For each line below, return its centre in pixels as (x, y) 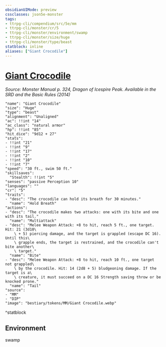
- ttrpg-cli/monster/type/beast (39, 42)
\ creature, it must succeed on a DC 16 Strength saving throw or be (88, 277)
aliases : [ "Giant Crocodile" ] (37, 51)
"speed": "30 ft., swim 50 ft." (39, 169)
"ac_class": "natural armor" (35, 125)
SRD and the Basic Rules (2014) (38, 95)
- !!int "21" (19, 143)
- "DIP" (13, 299)
